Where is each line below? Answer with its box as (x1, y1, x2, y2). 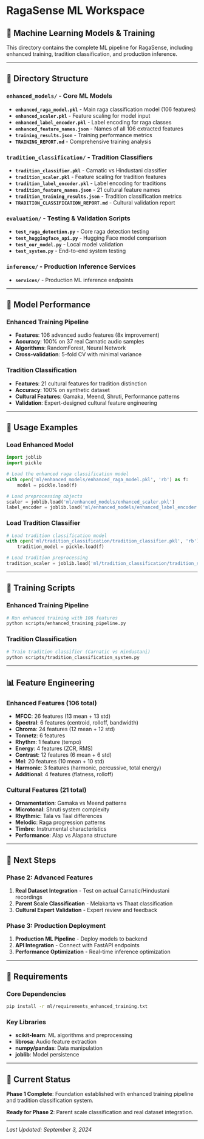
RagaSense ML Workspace (6, 4, 145, 18)
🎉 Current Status (6, 1074, 71, 1084)
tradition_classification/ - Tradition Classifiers (6, 153, 153, 161)
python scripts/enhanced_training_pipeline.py (6, 620, 126, 627)
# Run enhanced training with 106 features (6, 615, 118, 621)
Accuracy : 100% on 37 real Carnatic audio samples (15, 338, 144, 345)
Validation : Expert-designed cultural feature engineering (15, 399, 158, 407)
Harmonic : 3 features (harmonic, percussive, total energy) (15, 764, 162, 771)
